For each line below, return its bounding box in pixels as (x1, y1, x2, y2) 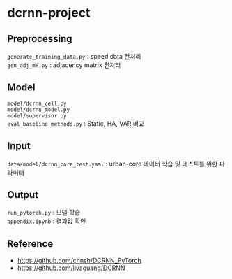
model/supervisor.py (7, 112, 68, 120)
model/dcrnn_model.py (7, 106, 70, 113)
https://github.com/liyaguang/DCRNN (17, 264, 125, 272)
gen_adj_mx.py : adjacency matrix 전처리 (7, 61, 121, 69)
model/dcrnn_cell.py (7, 100, 68, 107)
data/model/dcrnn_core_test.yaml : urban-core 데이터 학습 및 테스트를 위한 (7, 159, 218, 168)
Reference (7, 238, 54, 250)
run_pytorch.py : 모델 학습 (7, 208, 81, 217)
